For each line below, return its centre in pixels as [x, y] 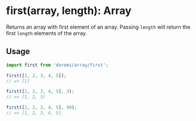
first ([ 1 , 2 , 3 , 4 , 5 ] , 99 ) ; [42, 108]
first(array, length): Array [69, 11]
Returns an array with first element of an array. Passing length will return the [98, 27]
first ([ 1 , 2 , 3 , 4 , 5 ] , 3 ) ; [40, 92]
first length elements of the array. [47, 33]
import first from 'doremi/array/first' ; [57, 65]
